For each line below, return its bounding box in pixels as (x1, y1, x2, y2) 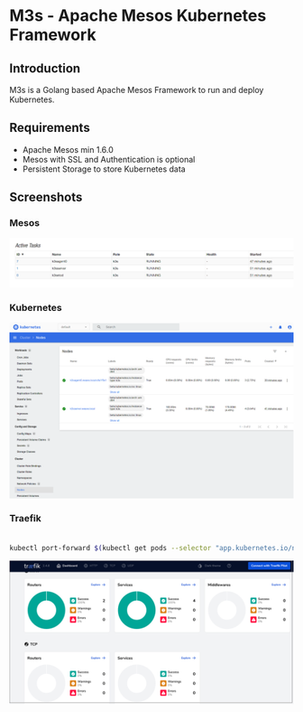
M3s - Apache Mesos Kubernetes (9, 5, 267, 26)
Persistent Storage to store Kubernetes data (22, 164, 187, 174)
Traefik (9, 512, 42, 525)
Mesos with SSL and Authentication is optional (22, 154, 196, 164)
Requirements (9, 120, 90, 136)
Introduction (9, 61, 81, 76)
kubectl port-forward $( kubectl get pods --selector (9, 543, 212, 552)
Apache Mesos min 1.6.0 (22, 144, 115, 155)
